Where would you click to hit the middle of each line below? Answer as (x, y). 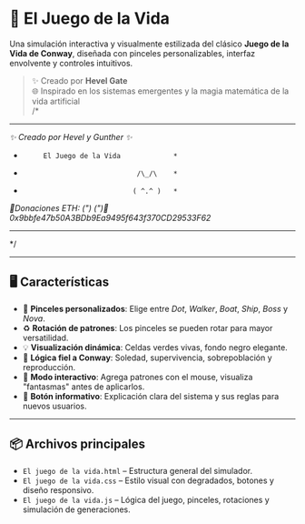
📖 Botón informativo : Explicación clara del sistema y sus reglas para (151, 396)
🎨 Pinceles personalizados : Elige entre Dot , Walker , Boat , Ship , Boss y (155, 308)
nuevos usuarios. (54, 406)
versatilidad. (45, 338)
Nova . (34, 318)
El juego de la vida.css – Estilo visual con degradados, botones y (148, 480)
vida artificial (55, 101)
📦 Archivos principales (78, 444)
